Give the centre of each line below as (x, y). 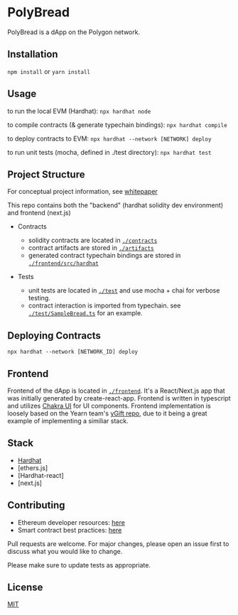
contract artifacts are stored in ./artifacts (91, 248)
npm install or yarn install (49, 71)
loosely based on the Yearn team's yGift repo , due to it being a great (107, 413)
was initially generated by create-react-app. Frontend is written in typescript (119, 398)
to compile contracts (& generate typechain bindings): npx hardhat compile (117, 124)
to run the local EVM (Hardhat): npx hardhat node (79, 111)
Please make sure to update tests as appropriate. (79, 565)
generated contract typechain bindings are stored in (104, 256)
